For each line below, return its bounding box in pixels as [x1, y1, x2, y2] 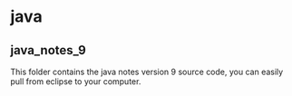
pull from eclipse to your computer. [10, 76, 141, 87]
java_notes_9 [10, 43, 87, 58]
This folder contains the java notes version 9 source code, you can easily [10, 66, 284, 77]
